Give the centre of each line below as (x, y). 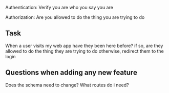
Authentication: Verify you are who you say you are (59, 7)
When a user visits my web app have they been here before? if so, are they (84, 45)
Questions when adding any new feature (71, 73)
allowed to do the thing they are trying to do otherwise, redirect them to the (84, 51)
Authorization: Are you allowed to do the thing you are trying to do (75, 17)
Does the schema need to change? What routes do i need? (67, 85)
